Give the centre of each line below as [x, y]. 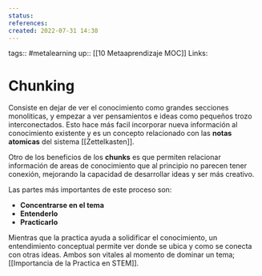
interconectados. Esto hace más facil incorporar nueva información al [123, 125]
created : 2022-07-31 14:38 [53, 30]
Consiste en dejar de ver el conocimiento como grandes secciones [119, 108]
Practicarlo [39, 222]
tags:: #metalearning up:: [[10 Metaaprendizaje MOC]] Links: [108, 54]
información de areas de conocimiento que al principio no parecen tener [127, 166]
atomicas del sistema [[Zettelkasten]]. [71, 142]
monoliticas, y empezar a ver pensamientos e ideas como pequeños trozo [130, 116]
